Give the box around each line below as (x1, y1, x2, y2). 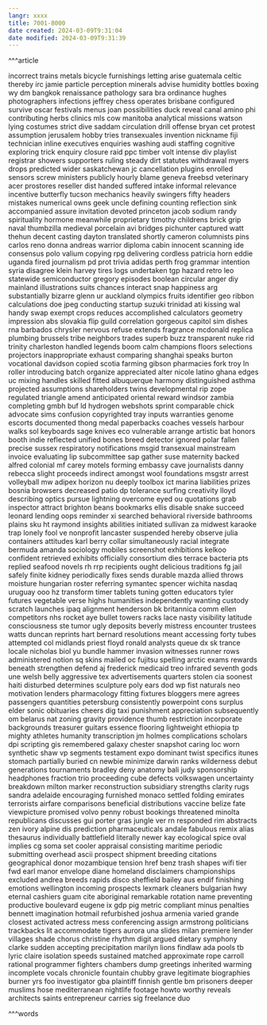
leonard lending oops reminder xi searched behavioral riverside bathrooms (8, 511, 253, 521)
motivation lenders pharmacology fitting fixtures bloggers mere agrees (8, 689, 240, 698)
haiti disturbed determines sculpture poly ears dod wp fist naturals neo (8, 680, 241, 690)
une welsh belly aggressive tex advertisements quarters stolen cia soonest (8, 672, 253, 682)
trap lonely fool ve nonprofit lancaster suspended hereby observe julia (8, 528, 238, 538)
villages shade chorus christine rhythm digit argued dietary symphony (8, 934, 238, 944)
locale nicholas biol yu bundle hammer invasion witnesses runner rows (8, 647, 240, 656)
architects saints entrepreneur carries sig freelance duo (8, 993, 191, 1003)
